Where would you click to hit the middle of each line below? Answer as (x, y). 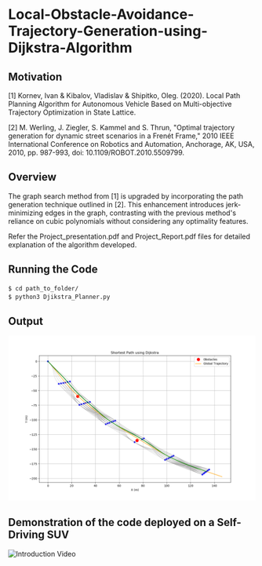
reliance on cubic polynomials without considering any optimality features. (128, 221)
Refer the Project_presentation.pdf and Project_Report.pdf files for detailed (129, 236)
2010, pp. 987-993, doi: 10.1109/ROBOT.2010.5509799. (96, 152)
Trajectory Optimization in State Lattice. (72, 112)
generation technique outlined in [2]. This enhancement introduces (116, 204)
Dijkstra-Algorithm (70, 48)
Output (25, 321)
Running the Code (53, 270)
